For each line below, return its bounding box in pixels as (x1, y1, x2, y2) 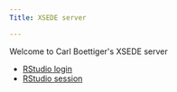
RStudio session (22, 73, 83, 84)
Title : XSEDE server (9, 13, 88, 23)
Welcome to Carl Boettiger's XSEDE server (9, 46, 169, 57)
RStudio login (22, 63, 72, 74)
